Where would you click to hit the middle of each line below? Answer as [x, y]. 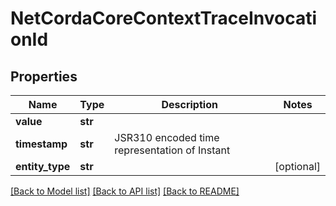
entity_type [43, 166]
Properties [44, 76]
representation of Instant [172, 150]
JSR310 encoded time [167, 137]
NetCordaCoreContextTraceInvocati [164, 18]
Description [189, 104]
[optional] [297, 166]
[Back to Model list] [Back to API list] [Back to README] [125, 191]
